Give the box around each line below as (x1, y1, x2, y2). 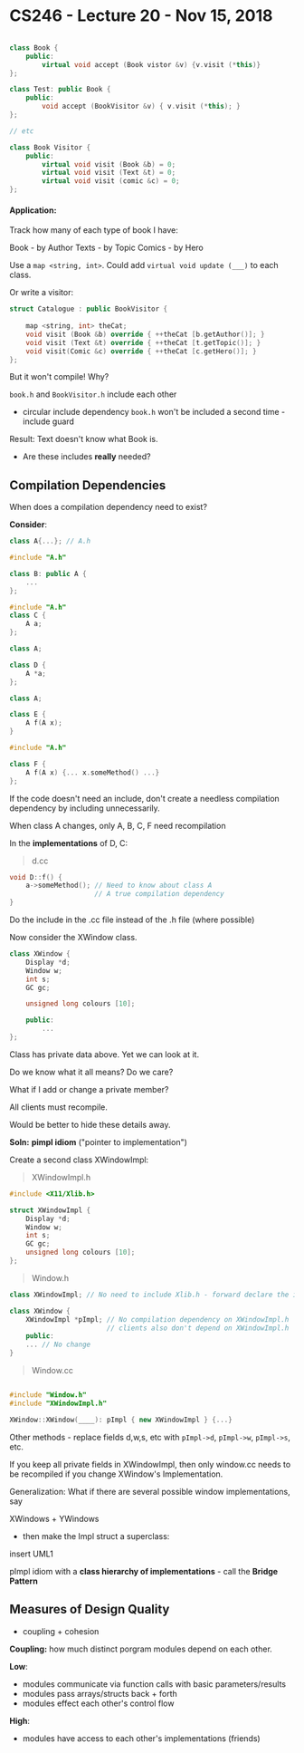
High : (9, 1715, 30, 1726)
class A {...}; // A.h (9, 536, 91, 546)
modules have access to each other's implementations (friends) (22, 1732, 261, 1744)
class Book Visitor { (9, 142, 91, 152)
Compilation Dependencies (9, 477, 166, 493)
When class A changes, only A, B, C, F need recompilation (9, 820, 226, 831)
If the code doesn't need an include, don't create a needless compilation (9, 793, 280, 804)
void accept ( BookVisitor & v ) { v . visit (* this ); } (42, 101, 242, 111)
